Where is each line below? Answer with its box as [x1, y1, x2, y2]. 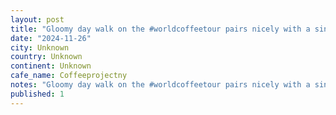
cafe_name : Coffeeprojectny [10, 71, 128, 81]
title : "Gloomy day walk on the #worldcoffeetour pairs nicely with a [10, 24, 311, 34]
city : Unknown [10, 42, 70, 53]
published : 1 [10, 89, 65, 99]
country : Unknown [10, 52, 83, 62]
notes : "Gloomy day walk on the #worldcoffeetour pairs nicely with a [10, 80, 311, 90]
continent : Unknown [10, 61, 92, 71]
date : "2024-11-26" [10, 33, 92, 43]
